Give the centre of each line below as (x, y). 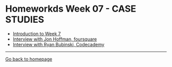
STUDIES (25, 20)
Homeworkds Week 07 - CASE (71, 9)
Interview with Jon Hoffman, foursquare (55, 39)
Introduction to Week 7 (37, 33)
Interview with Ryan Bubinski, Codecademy (59, 44)
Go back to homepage (29, 59)
